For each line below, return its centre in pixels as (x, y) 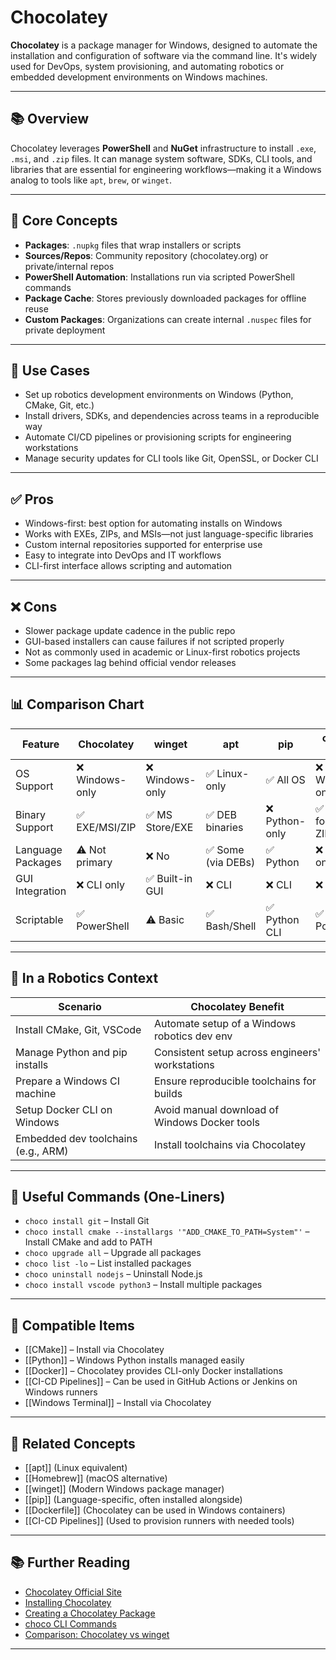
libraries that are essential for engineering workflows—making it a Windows (166, 169)
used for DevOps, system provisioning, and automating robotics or (147, 66)
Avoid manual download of (216, 1109)
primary (94, 862)
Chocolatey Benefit (237, 1006)
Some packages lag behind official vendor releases (130, 662)
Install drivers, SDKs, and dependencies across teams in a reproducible (172, 416)
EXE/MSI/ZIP (106, 827)
